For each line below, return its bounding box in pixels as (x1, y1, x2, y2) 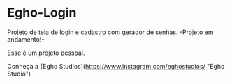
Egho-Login (7, 5, 77, 21)
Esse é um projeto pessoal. (7, 49, 85, 57)
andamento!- (7, 35, 45, 43)
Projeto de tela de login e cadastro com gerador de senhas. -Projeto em (7, 28, 214, 36)
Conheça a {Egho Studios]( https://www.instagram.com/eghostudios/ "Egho (7, 62, 225, 70)
